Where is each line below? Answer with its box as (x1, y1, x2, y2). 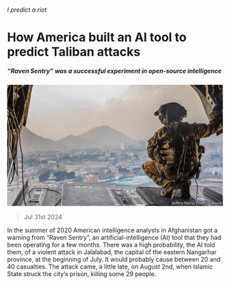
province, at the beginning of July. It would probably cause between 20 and (7, 256, 221, 264)
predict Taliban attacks (7, 44, 141, 60)
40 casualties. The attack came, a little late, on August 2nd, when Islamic (7, 262, 214, 271)
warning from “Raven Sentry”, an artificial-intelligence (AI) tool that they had (7, 234, 222, 242)
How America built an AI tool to (7, 29, 187, 45)
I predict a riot (7, 5, 47, 14)
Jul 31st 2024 (23, 213, 63, 221)
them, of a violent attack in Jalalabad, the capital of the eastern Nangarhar (7, 248, 217, 256)
